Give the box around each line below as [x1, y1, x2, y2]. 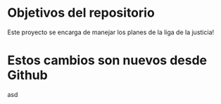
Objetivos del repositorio [7, 5, 155, 21]
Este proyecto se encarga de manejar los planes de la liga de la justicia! [7, 28, 215, 36]
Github [7, 68, 48, 83]
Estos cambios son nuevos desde [7, 52, 208, 68]
